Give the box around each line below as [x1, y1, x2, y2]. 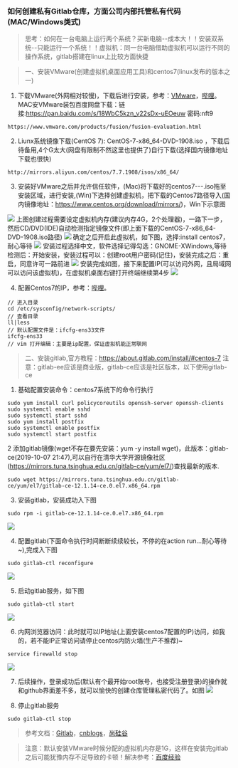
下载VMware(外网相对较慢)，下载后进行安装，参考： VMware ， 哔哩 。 [17, 91, 221, 100]
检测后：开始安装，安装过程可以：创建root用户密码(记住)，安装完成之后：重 [7, 251, 229, 259]
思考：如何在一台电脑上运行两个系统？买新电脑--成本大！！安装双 [24, 34, 218, 43]
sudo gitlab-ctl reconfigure [7, 560, 94, 567]
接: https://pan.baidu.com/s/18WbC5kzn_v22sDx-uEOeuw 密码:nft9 [17, 109, 214, 118]
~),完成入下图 [17, 546, 58, 554]
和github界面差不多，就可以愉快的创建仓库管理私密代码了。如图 [17, 686, 205, 695]
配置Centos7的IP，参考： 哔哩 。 [17, 283, 111, 293]
